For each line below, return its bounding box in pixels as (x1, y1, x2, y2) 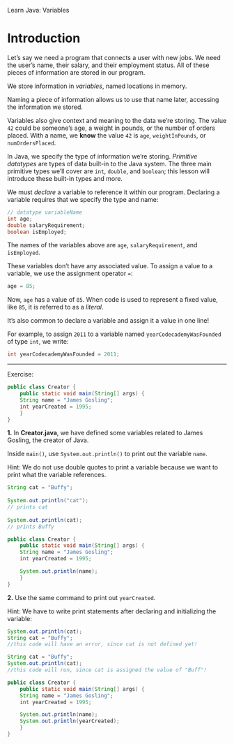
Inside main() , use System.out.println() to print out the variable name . (7, 450, 208, 458)
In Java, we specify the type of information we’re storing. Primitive (7, 152, 198, 160)
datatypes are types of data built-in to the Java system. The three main (7, 159, 212, 168)
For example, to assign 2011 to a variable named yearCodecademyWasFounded (7, 330, 221, 338)
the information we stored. (7, 103, 84, 111)
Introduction (7, 31, 81, 46)
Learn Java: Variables (7, 6, 70, 14)
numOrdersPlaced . (7, 138, 56, 147)
